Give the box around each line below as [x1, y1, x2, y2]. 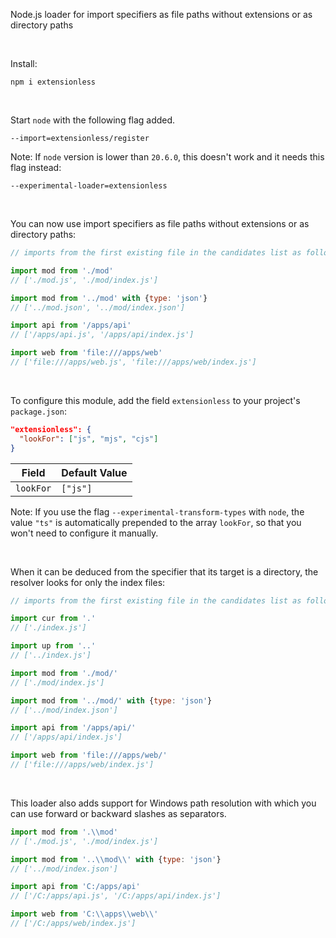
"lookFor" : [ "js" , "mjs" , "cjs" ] [19, 434, 159, 444]
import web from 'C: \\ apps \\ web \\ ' [10, 909, 159, 919]
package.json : [10, 405, 67, 417]
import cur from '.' [10, 614, 97, 624]
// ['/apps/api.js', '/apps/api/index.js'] [10, 330, 195, 340]
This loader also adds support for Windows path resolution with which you [10, 797, 317, 809]
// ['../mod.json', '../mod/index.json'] [10, 302, 186, 313]
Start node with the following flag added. [10, 114, 176, 126]
